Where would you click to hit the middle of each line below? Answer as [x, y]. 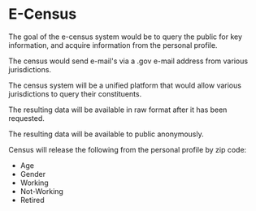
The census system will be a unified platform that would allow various [125, 85]
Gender [33, 174]
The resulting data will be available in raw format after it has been [118, 110]
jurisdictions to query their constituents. [75, 93]
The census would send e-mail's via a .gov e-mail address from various [128, 61]
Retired [32, 200]
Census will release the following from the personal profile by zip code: [128, 149]
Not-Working [41, 191]
